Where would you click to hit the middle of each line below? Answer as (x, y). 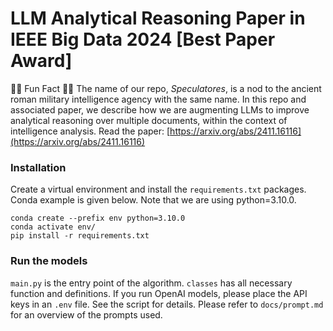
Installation (38, 167)
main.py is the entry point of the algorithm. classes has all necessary (151, 283)
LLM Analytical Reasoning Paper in (158, 18)
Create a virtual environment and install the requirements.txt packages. (158, 189)
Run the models (49, 261)
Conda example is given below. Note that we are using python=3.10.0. (153, 200)
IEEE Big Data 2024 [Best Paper (143, 39)
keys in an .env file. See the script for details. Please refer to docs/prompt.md (167, 304)
